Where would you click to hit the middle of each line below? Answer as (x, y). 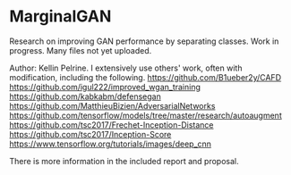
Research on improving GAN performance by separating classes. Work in (144, 41)
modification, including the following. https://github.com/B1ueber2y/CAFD (145, 77)
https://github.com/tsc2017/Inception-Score (90, 134)
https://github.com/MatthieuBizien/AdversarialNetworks (112, 105)
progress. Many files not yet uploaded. (81, 50)
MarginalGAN (60, 17)
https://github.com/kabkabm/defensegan (85, 96)
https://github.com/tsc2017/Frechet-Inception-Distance (111, 125)
